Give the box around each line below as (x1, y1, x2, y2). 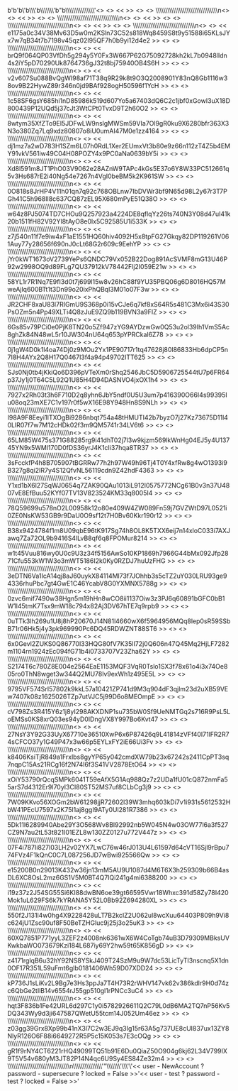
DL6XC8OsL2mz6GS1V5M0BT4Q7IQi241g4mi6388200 (7, 873, 168, 882)
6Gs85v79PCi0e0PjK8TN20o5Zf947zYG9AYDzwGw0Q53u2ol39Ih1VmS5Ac (7, 323, 230, 331)
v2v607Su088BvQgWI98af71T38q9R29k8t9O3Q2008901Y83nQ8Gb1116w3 (7, 74, 228, 82)
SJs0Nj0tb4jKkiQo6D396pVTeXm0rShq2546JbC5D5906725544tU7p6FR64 (7, 368, 230, 376)
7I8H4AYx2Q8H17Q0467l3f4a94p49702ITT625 (7, 353, 146, 361)
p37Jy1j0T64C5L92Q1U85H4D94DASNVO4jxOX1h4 (7, 375, 159, 384)
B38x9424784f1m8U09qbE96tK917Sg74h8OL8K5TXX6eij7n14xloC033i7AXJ (7, 527, 230, 534)
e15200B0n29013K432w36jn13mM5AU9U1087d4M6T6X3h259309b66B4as (7, 866, 229, 874)
